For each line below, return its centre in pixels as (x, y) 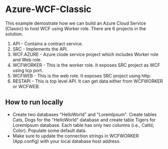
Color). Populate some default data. (49, 130)
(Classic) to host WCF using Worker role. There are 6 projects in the (76, 28)
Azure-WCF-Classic (48, 9)
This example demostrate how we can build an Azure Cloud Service (76, 23)
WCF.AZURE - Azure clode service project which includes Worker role (86, 54)
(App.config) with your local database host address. (67, 141)
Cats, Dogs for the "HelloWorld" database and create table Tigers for (84, 120)
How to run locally (34, 102)
